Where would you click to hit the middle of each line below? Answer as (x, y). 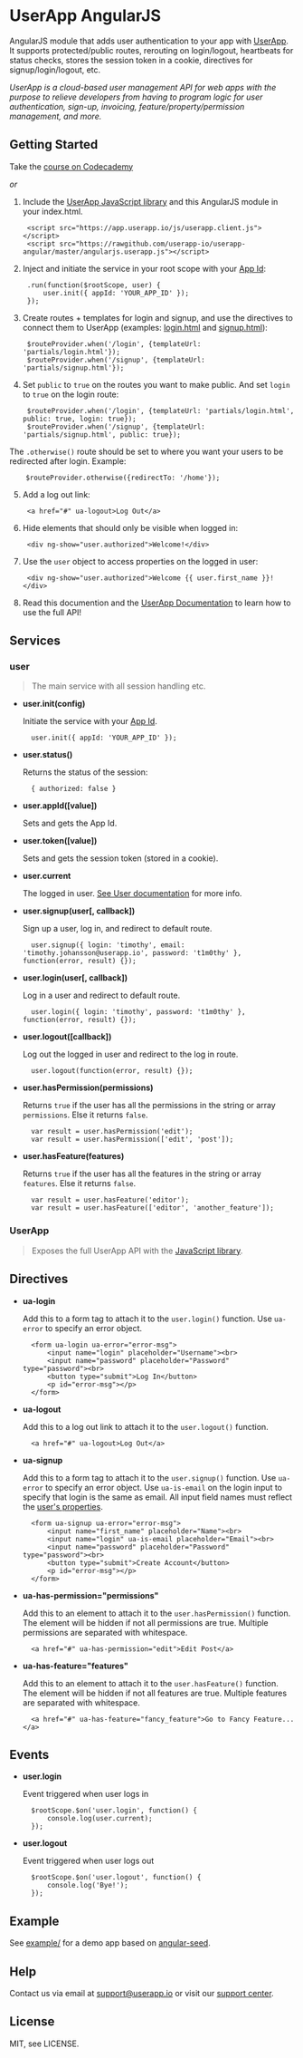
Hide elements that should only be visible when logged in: (130, 527)
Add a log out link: (56, 494)
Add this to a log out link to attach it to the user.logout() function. (145, 1426)
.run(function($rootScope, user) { (94, 285)
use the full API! (52, 612)
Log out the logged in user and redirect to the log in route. (130, 1054)
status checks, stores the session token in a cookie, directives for (131, 60)
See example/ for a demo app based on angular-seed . (110, 1943)
